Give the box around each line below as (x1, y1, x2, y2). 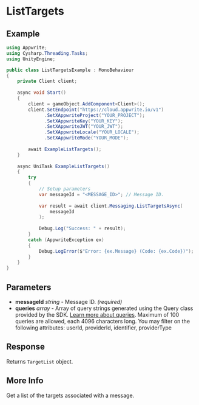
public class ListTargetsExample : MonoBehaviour (6, 67, 135, 73)
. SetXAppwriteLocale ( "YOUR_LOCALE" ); (44, 129, 140, 135)
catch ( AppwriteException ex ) (28, 236, 104, 243)
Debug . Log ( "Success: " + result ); (38, 225, 126, 232)
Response (6, 342, 46, 352)
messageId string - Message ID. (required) (15, 298, 123, 305)
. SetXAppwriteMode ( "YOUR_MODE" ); (44, 135, 129, 141)
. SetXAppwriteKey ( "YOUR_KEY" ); (44, 118, 123, 124)
